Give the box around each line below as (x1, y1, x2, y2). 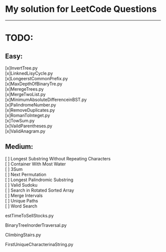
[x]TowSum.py (5, 117, 35, 123)
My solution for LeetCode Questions (5, 3, 157, 15)
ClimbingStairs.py (5, 232, 41, 238)
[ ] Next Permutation (5, 171, 47, 177)
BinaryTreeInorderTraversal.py (5, 222, 67, 228)
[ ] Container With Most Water (5, 161, 66, 167)
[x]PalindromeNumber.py (5, 101, 56, 107)
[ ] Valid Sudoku (5, 182, 38, 188)
